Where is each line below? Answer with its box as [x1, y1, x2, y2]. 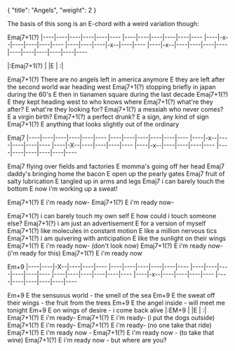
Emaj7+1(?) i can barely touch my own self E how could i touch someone [7, 212, 217, 220]
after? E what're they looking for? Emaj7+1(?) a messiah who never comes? [7, 105, 224, 113]
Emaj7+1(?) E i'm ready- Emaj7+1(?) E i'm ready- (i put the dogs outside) [7, 314, 215, 322]
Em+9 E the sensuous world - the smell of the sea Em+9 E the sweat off [7, 291, 215, 299]
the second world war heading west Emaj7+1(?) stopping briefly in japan [7, 83, 216, 91]
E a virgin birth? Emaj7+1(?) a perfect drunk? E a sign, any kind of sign [7, 112, 209, 121]
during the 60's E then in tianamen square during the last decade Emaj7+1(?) [7, 91, 229, 98]
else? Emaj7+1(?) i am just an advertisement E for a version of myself [7, 219, 206, 227]
